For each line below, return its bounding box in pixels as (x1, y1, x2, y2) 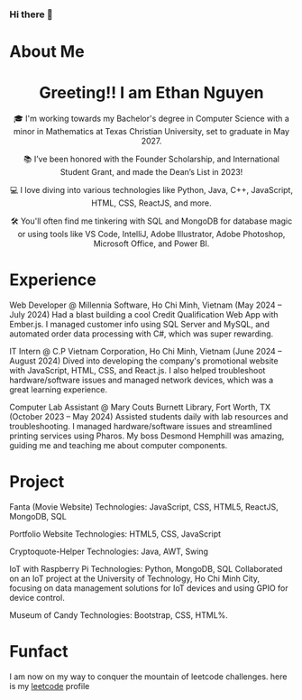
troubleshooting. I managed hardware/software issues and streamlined (9, 420, 272, 431)
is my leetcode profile (9, 680, 90, 691)
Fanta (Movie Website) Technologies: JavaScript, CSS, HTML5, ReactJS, (9, 501, 279, 512)
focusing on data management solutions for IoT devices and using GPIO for (9, 582, 288, 594)
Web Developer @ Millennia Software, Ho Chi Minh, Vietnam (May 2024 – (9, 299, 282, 310)
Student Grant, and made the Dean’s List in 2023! (59, 167, 243, 178)
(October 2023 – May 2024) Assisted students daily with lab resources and (9, 410, 288, 422)
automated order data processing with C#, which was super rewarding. (9, 328, 274, 339)
